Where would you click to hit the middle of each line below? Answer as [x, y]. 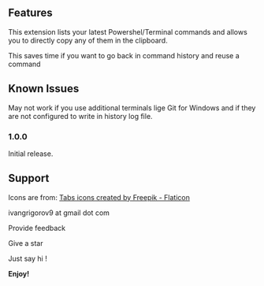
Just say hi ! [28, 258]
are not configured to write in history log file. [80, 116]
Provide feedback [37, 228]
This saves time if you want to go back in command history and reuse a [124, 55]
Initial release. [31, 154]
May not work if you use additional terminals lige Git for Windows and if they [132, 108]
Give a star [26, 243]
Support [29, 178]
